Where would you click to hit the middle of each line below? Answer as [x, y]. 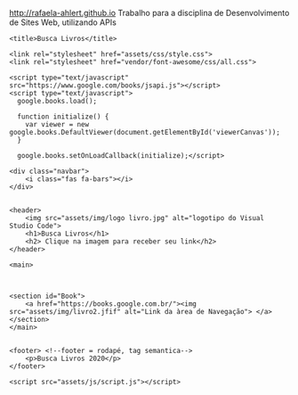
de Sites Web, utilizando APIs [63, 22]
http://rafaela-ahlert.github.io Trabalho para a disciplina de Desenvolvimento [149, 13]
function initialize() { [63, 117]
